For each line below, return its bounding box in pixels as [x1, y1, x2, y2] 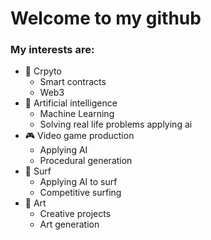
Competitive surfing [39, 187, 122, 199]
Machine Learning [39, 108, 115, 120]
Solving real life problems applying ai [39, 118, 193, 131]
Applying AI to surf [39, 176, 118, 188]
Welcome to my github [10, 7, 202, 30]
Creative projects [39, 208, 112, 220]
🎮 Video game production [24, 130, 135, 142]
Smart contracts [39, 76, 107, 88]
